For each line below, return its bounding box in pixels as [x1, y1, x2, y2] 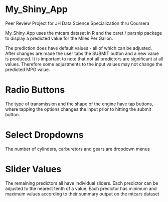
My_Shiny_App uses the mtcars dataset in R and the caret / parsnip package [5, 30, 162, 36]
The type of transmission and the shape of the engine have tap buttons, [5, 101, 153, 107]
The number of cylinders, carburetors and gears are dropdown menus [5, 146, 150, 152]
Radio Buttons [5, 84, 65, 96]
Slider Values [5, 164, 62, 175]
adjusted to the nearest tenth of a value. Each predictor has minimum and [5, 185, 157, 191]
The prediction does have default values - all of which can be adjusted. [5, 45, 152, 51]
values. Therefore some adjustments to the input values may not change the [5, 61, 163, 67]
